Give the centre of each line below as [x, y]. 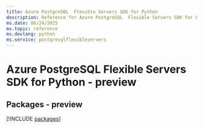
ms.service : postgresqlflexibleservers [56, 40]
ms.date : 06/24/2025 [32, 23]
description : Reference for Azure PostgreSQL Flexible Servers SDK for [100, 17]
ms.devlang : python [31, 34]
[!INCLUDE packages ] [34, 119]
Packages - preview [44, 104]
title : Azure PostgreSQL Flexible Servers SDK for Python [82, 12]
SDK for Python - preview [72, 82]
